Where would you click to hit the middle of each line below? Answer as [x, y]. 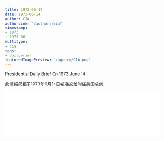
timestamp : [16, 28]
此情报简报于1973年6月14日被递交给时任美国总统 [54, 84]
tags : [11, 51]
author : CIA [17, 19]
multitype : [16, 42]
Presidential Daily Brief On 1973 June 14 [45, 74]
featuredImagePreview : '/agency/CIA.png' [48, 60]
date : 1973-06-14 [23, 14]
